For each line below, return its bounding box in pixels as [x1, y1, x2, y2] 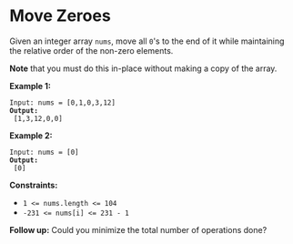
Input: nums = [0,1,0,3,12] [9, 97, 116, 107]
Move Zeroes [9, 5, 111, 26]
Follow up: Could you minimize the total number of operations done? [9, 224, 268, 235]
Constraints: [9, 179, 58, 190]
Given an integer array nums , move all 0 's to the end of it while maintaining [9, 36, 285, 46]
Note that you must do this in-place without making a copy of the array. [9, 63, 278, 74]
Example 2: [9, 129, 53, 141]
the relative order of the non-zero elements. [9, 45, 174, 56]
